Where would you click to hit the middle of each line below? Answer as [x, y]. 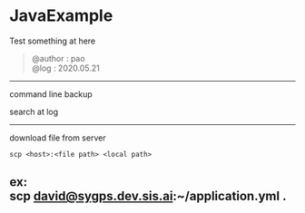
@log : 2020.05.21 [65, 68]
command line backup [51, 94]
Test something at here [53, 41]
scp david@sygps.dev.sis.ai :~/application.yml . [148, 196]
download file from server [58, 138]
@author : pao [58, 58]
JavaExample [61, 16]
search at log [34, 111]
